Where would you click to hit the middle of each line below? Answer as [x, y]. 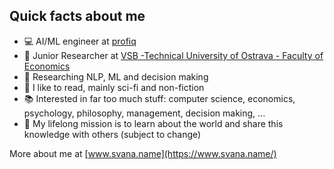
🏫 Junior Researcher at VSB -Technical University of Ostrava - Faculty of [173, 55]
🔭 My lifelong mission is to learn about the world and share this [153, 123]
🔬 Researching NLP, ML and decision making [116, 76]
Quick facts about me [77, 16]
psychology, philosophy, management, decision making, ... [144, 113]
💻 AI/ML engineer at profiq [80, 41]
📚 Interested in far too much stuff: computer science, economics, [159, 98]
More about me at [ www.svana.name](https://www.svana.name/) [143, 153]
